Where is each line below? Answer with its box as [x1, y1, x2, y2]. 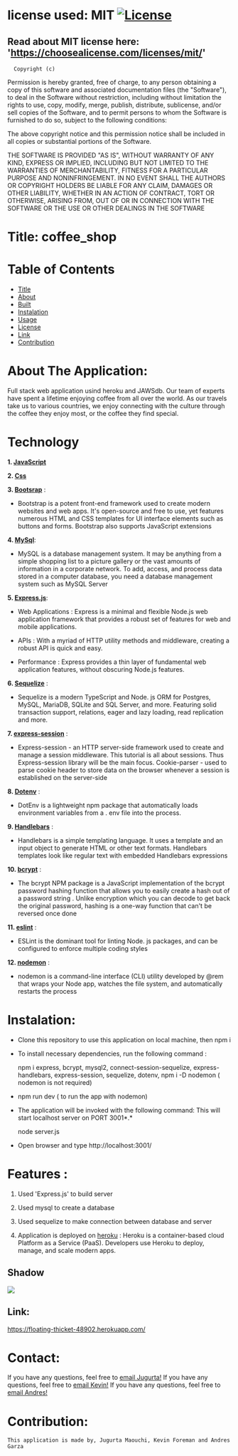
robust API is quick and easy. [17, 644, 103, 652]
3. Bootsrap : [7, 485, 46, 494]
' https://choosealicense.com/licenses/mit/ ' [7, 46, 206, 58]
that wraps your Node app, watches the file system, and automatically [17, 979, 223, 988]
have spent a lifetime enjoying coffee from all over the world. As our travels [7, 394, 227, 402]
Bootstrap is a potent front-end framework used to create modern [17, 499, 211, 507]
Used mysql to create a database [17, 1203, 115, 1212]
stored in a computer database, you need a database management [17, 572, 213, 581]
